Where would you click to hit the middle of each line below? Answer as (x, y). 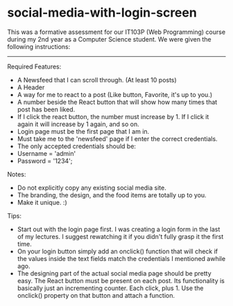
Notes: (17, 174)
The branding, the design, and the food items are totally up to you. (112, 195)
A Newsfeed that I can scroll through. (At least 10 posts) (97, 80)
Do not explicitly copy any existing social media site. (92, 188)
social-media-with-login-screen (102, 13)
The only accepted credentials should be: (77, 146)
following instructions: (39, 46)
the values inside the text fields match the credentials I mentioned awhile (121, 258)
